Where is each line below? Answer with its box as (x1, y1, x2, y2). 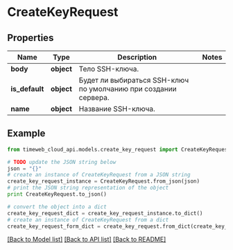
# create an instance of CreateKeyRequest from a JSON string (7, 172, 191, 178)
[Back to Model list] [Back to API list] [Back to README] (7, 235, 166, 244)
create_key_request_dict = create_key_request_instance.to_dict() (7, 210, 203, 217)
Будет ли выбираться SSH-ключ (78, 76, 189, 85)
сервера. (78, 93, 110, 102)
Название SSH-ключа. (78, 104, 156, 113)
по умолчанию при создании (78, 84, 177, 94)
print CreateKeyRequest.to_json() (7, 191, 107, 198)
